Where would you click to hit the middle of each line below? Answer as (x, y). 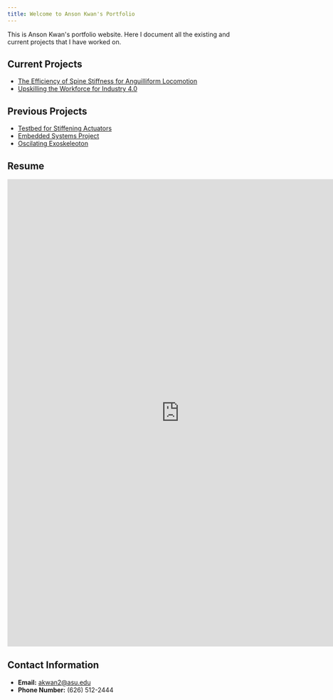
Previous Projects (47, 111)
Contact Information (53, 665)
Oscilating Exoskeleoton (53, 144)
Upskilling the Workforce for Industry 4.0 (77, 89)
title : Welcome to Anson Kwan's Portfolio (71, 14)
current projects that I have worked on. (64, 42)
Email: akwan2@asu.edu (54, 682)
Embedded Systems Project (58, 136)
